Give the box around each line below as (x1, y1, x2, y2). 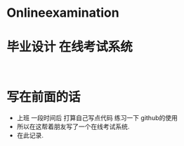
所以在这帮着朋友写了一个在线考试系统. (16, 122, 130, 131)
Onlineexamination (6, 5, 120, 21)
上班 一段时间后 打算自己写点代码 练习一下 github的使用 (16, 114, 178, 122)
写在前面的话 (6, 89, 81, 105)
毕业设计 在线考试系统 (6, 39, 133, 55)
